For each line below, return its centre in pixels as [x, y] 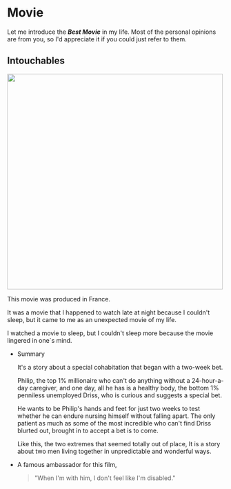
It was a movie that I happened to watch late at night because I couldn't [109, 312]
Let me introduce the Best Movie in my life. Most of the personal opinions [112, 32]
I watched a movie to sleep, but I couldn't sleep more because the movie [110, 333]
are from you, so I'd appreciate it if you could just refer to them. [97, 39]
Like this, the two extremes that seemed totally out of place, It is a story [119, 443]
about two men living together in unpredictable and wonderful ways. [114, 451]
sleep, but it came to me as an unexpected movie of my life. [92, 319]
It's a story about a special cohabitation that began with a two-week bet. [120, 367]
